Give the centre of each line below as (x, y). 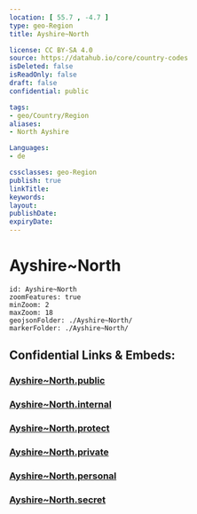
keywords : (28, 197)
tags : (19, 107)
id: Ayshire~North (43, 289)
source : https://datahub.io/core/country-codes (99, 59)
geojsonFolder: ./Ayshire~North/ (71, 320)
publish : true (35, 180)
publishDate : (33, 214)
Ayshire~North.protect (59, 429)
